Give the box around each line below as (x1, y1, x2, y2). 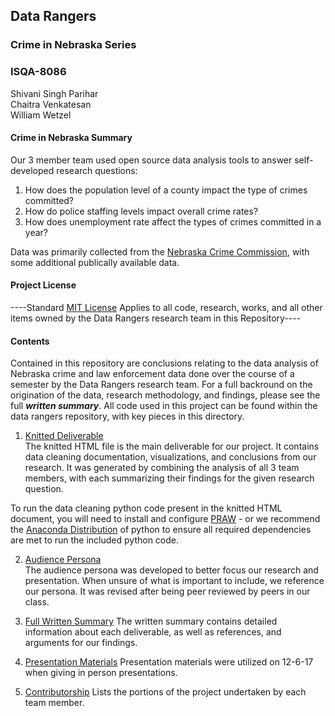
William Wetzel (10, 109, 72, 121)
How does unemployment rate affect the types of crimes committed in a (24, 215, 322, 228)
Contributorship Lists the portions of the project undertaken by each (24, 686, 307, 698)
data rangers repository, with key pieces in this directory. (10, 410, 245, 423)
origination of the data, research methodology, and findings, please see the (10, 389, 321, 401)
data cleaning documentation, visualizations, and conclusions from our (24, 451, 317, 463)
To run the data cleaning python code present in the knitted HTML (10, 502, 283, 514)
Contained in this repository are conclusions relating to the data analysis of (10, 357, 319, 369)
